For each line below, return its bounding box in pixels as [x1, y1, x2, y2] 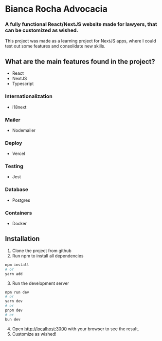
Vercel [12, 150, 25, 157]
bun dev [5, 317, 21, 322]
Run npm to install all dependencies [12, 253, 84, 258]
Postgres [12, 197, 31, 203]
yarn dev [5, 299, 23, 304]
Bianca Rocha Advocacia [5, 3, 108, 15]
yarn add [5, 271, 23, 277]
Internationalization [5, 93, 53, 100]
